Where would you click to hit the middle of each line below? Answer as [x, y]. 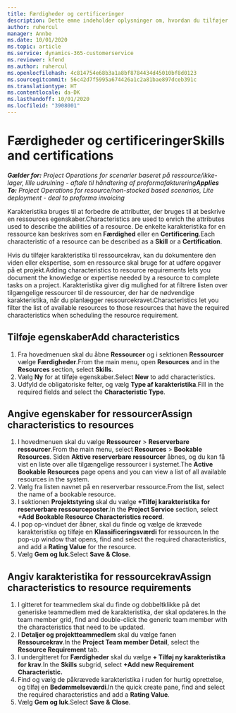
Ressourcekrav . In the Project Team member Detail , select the [108, 642]
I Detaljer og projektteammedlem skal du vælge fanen [97, 635]
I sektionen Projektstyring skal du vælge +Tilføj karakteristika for [113, 502]
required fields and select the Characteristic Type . [91, 392]
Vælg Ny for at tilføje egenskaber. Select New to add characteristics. [116, 377]
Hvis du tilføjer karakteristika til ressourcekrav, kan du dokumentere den [112, 255]
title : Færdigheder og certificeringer [66, 14]
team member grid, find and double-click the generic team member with [122, 620]
